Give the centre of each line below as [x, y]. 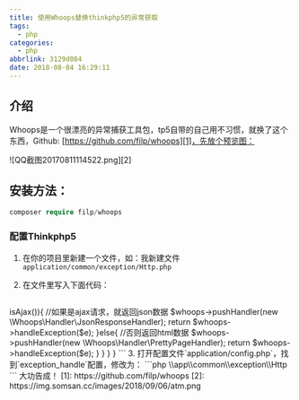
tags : [19, 26]
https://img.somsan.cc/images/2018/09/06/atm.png [106, 386]
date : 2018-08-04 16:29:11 [60, 68]
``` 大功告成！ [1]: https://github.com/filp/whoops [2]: [107, 375]
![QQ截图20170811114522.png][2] [70, 160]
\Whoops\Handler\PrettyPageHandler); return [166, 343]
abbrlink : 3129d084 [46, 59]
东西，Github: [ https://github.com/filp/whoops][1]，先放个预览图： [132, 141]
